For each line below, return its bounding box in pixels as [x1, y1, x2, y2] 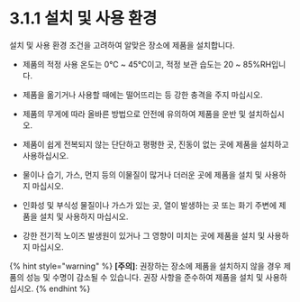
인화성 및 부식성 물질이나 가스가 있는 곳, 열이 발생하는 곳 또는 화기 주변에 [22, 199, 277, 210]
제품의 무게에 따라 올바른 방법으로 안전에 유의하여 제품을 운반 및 [22, 108, 246, 119]
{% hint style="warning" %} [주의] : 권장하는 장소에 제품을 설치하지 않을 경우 [9, 261, 282, 271]
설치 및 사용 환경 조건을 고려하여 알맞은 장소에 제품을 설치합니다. [9, 40, 236, 50]
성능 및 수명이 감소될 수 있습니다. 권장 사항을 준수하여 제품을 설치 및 [25, 271, 264, 282]
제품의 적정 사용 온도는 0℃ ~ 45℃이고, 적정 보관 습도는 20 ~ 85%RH [22, 59, 272, 69]
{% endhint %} [35, 283, 91, 294]
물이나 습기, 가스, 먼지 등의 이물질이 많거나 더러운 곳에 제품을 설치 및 [22, 169, 263, 180]
